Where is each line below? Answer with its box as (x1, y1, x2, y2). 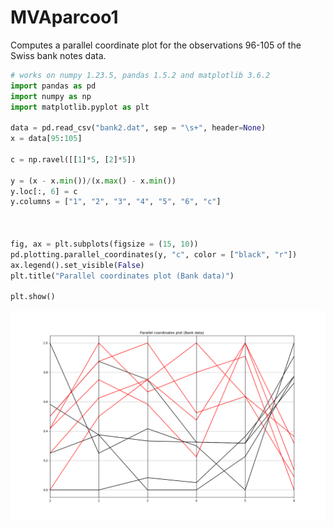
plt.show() (10, 292, 56, 302)
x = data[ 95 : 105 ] (10, 134, 83, 144)
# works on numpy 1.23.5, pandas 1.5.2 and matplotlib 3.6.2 (10, 70, 271, 80)
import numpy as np (10, 91, 92, 101)
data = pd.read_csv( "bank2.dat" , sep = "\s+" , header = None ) (10, 123, 267, 133)
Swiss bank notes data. (10, 49, 107, 61)
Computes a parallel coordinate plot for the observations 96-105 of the (10, 39, 302, 51)
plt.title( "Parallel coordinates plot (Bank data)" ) (10, 271, 235, 281)
